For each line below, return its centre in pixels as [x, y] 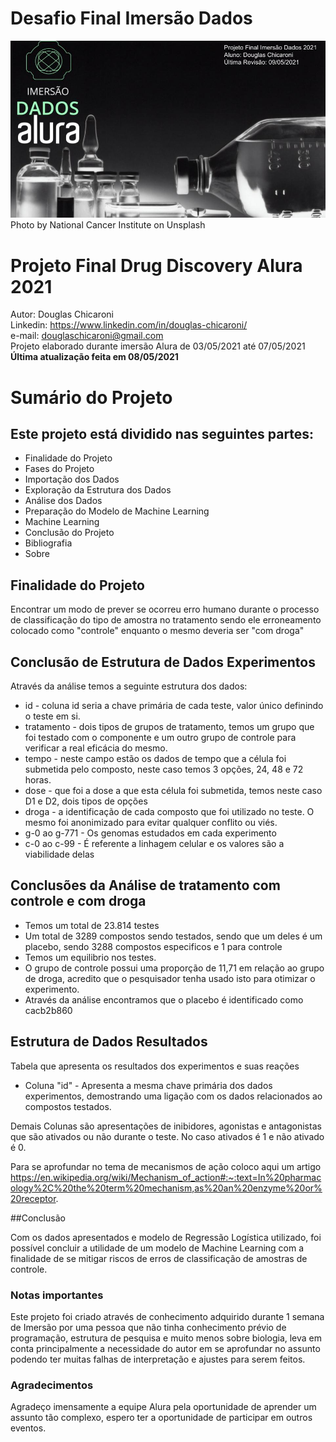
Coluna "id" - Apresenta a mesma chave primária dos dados [148, 1085]
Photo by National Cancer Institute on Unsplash [108, 225]
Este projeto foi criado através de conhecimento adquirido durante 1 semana [167, 1316]
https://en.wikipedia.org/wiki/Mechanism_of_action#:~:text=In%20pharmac [166, 1177]
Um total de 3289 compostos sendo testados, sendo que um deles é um [173, 936]
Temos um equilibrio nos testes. [90, 957]
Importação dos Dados [72, 479]
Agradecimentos [52, 1385]
